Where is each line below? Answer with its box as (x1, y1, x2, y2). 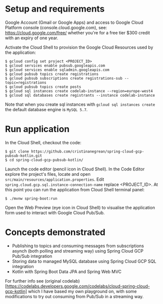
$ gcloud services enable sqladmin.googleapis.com (5, 67, 110, 72)
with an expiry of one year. (5, 35, 58, 41)
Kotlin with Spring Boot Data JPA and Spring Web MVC (12, 269, 122, 274)
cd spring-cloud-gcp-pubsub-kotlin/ (9, 157, 83, 162)
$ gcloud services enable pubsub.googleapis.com (5, 63, 105, 68)
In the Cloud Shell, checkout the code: (5, 139, 81, 145)
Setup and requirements (5, 3, 105, 15)
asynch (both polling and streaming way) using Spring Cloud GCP (12, 248, 144, 253)
